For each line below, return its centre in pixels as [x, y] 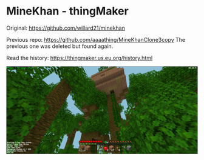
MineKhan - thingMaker [67, 11]
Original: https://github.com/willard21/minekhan [66, 28]
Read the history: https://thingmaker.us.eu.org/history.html [80, 58]
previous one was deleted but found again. [60, 46]
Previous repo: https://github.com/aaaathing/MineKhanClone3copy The [96, 39]
